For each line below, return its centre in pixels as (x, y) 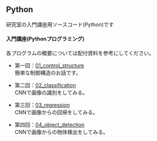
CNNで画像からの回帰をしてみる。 (56, 112)
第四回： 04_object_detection (50, 125)
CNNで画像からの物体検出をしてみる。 (61, 132)
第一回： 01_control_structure (49, 66)
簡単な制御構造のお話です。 (48, 73)
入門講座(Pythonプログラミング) (45, 39)
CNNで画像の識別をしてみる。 (51, 92)
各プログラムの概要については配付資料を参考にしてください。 (80, 53)
